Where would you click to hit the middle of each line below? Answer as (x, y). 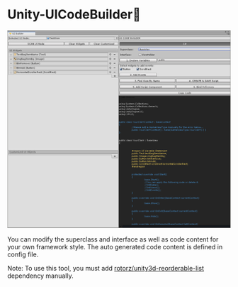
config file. (23, 254)
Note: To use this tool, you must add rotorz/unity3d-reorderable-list (106, 269)
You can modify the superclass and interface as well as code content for (113, 239)
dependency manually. (40, 276)
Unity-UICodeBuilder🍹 (74, 15)
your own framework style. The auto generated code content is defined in (115, 247)
